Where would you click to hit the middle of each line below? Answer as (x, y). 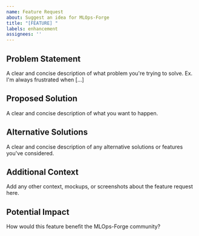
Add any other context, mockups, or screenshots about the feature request (100, 187)
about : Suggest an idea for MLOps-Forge (58, 18)
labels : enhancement (32, 29)
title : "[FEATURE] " (32, 23)
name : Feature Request (35, 12)
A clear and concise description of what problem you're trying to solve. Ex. (99, 73)
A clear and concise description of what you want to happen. (82, 113)
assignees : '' (24, 34)
